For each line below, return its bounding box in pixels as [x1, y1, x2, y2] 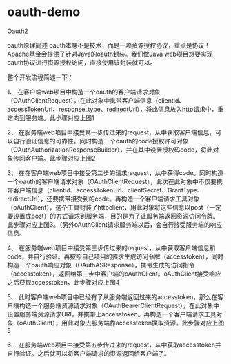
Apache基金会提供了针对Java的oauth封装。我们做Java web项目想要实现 [7, 50, 213, 58]
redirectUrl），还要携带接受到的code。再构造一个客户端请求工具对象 [7, 194, 200, 203]
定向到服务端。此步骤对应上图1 [7, 113, 94, 121]
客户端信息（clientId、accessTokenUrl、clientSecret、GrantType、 [12, 185, 203, 194]
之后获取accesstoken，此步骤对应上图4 [7, 278, 120, 286]
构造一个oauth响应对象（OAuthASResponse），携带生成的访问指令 [7, 261, 195, 269]
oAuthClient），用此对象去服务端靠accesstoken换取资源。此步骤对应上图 [19, 318, 225, 327]
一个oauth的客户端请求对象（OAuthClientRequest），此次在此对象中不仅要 [7, 177, 217, 185]
